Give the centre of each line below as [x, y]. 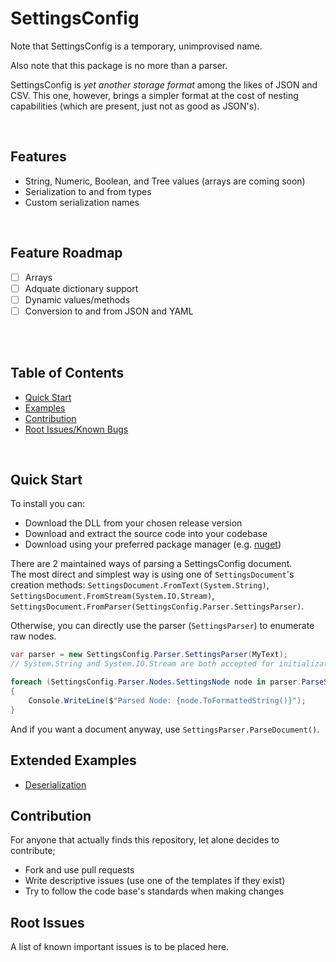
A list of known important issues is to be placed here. [120, 947]
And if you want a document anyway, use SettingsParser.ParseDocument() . [165, 729]
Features [38, 157]
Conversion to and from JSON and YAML [109, 311]
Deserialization [55, 784]
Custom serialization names [82, 202]
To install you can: [48, 504]
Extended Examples [73, 760]
